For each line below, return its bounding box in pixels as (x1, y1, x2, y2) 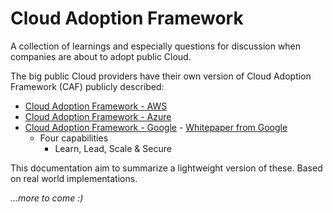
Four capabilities (39, 132, 109, 144)
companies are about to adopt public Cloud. (10, 50, 192, 62)
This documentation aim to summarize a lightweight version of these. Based (10, 162, 323, 174)
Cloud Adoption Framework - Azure (24, 110, 172, 122)
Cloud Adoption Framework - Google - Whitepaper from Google (24, 121, 288, 133)
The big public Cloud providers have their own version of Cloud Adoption (10, 70, 312, 82)
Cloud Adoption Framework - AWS (24, 100, 168, 112)
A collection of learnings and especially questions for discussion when (10, 40, 302, 52)
